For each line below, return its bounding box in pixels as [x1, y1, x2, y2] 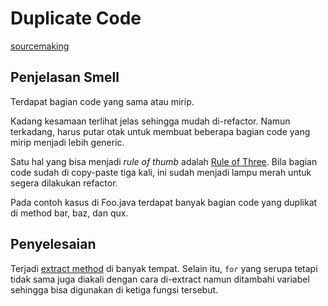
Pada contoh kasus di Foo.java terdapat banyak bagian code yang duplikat [10, 196, 318, 208]
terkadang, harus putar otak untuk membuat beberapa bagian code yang [10, 125, 311, 137]
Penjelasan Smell [10, 69, 120, 86]
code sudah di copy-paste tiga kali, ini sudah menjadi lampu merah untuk [10, 166, 312, 178]
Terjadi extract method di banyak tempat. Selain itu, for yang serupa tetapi [10, 262, 318, 274]
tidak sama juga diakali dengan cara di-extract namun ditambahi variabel [10, 273, 310, 285]
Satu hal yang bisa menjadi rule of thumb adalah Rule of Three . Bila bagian [10, 155, 318, 167]
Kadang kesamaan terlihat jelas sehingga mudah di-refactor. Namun [10, 115, 291, 127]
